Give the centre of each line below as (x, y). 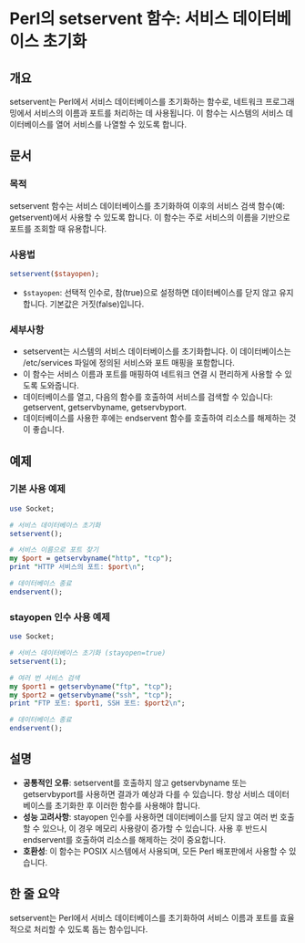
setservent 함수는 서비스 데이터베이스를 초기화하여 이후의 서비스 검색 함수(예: (147, 205)
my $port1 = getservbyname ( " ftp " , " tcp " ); (91, 686)
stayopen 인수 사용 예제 (60, 617)
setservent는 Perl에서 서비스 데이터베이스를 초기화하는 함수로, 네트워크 (137, 102)
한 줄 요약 (35, 894)
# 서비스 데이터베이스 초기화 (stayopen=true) (88, 653)
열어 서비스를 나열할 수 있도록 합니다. (122, 124)
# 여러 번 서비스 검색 (45, 678)
